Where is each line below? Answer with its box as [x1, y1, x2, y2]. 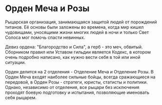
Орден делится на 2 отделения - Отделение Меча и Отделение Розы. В [5, 69, 154, 74]
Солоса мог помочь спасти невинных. [5, 35, 85, 40]
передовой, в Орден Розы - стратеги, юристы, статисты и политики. [5, 79, 148, 85]
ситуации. [5, 59, 26, 65]
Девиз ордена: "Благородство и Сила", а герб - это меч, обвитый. [5, 44, 143, 50]
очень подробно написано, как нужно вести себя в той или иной [5, 54, 141, 60]
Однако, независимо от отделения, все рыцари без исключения [5, 84, 140, 90]
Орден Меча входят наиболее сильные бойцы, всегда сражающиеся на [5, 74, 156, 80]
